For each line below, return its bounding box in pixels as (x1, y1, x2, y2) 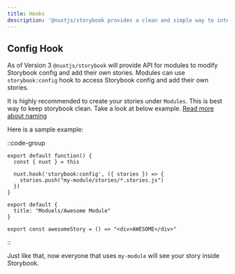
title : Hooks (7, 10, 45, 17)
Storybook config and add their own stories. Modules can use (7, 68, 185, 77)
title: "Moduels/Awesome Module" (13, 208, 111, 215)
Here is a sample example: (7, 125, 84, 134)
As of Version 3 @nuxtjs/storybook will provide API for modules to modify (7, 61, 218, 70)
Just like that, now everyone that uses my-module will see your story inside (7, 252, 220, 260)
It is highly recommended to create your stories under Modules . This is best (7, 97, 222, 106)
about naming (7, 112, 48, 120)
